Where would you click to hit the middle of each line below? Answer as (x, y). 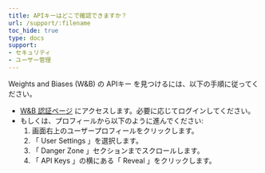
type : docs (26, 38)
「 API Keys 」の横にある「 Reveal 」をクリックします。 (124, 160)
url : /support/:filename (49, 23)
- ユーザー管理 (30, 61)
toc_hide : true (34, 30)
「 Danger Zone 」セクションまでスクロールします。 (118, 150)
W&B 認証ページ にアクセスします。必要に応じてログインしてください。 (137, 110)
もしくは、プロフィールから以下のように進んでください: (111, 120)
